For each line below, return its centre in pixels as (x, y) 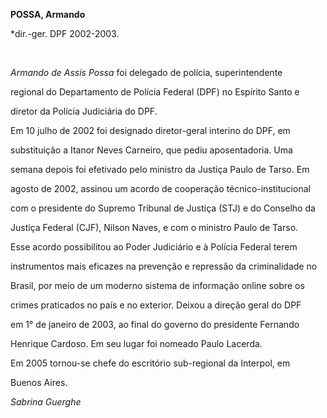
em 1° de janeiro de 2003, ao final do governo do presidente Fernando (155, 324)
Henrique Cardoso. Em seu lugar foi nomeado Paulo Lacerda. (136, 343)
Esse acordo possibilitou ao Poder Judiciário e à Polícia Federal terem (154, 247)
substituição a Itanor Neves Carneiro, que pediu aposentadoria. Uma (151, 150)
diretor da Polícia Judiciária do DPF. (84, 111)
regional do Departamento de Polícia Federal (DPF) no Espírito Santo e (155, 92)
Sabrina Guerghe (46, 402)
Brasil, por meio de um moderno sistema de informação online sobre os (157, 285)
